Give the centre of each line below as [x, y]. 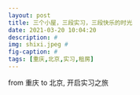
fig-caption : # [33, 52]
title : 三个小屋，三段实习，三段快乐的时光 [70, 23]
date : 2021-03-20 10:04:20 [52, 30]
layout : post [29, 15]
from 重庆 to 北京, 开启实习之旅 [58, 82]
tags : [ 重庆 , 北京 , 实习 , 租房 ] [51, 60]
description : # [33, 37]
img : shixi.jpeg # [38, 45]
